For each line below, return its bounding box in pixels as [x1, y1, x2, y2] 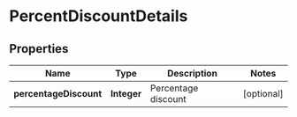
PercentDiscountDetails [9, 6, 188, 26]
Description [166, 68, 218, 79]
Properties [9, 41, 69, 56]
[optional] [242, 88, 284, 99]
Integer [110, 88, 142, 99]
